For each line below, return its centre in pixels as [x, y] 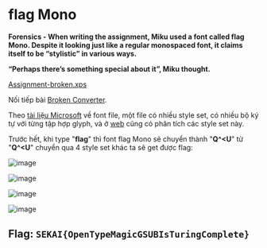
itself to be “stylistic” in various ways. [73, 53]
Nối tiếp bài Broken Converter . [58, 99]
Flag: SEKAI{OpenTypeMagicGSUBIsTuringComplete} [129, 234]
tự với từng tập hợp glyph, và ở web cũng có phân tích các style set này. [126, 123]
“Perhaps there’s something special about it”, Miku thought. [109, 68]
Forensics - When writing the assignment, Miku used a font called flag [126, 37]
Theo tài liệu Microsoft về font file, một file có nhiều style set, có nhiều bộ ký [133, 115]
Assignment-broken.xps [48, 84]
